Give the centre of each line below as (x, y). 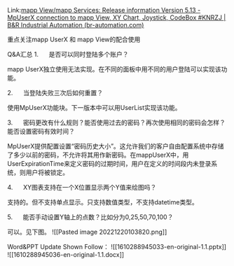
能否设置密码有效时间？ (41, 131)
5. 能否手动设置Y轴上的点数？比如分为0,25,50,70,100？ (90, 217)
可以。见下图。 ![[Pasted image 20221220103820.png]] (87, 232)
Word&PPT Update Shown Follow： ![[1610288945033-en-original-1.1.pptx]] (117, 247)
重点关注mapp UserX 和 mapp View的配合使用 (74, 39)
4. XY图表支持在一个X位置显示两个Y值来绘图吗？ (82, 187)
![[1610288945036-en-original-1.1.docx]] (66, 254)
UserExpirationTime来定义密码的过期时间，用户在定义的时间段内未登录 (109, 163)
